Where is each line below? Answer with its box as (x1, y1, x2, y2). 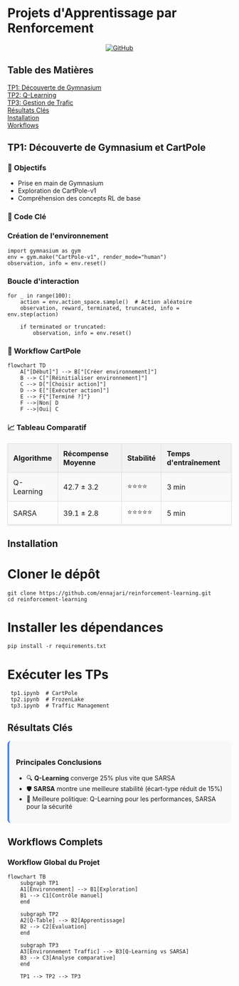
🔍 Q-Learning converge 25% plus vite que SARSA (26, 774, 176, 783)
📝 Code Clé (7, 212, 46, 222)
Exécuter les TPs (7, 667, 109, 682)
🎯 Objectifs (7, 163, 47, 173)
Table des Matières (7, 64, 94, 76)
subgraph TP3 (20, 942, 59, 949)
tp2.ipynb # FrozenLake (10, 696, 84, 704)
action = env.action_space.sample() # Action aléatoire (20, 298, 193, 305)
